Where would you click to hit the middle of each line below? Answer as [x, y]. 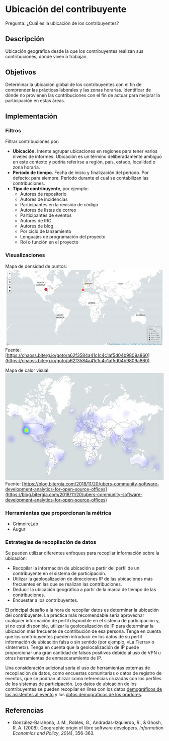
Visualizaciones [25, 255]
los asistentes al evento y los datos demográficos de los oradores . [74, 695]
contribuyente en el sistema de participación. [59, 573]
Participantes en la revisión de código [59, 205]
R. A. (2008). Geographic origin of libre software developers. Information [88, 728]
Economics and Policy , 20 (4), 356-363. [53, 733]
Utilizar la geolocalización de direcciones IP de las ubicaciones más [82, 579]
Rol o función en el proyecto [49, 242]
